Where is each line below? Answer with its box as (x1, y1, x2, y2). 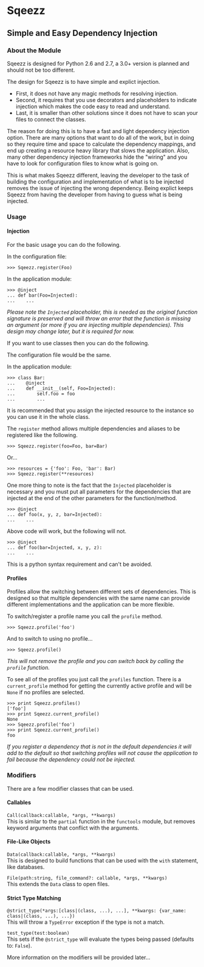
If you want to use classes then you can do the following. (7, 340, 149, 346)
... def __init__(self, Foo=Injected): (7, 385, 116, 391)
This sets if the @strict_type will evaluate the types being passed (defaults (7, 935, 194, 943)
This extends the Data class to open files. (7, 880, 110, 887)
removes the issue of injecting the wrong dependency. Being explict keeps (7, 184, 194, 191)
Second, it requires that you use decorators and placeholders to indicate (15, 96, 197, 103)
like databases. (7, 863, 45, 870)
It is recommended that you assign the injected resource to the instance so (7, 407, 194, 414)
